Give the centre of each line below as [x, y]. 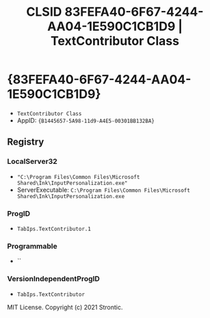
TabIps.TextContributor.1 [54, 229]
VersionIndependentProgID [54, 279]
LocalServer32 [32, 162]
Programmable [32, 246]
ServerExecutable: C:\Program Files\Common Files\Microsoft [103, 190]
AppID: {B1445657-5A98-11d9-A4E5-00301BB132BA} [86, 120]
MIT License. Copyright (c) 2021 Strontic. [65, 307]
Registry [26, 142]
